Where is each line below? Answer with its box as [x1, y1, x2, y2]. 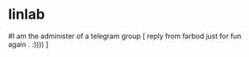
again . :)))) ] [8, 39, 49, 48]
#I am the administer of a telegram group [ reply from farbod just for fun [8, 31, 242, 41]
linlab [8, 5, 46, 23]
